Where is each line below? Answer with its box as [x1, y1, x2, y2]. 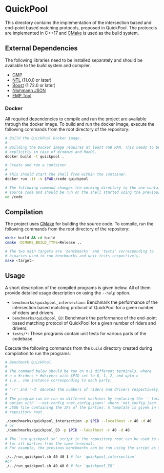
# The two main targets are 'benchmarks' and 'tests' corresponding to [5, 249, 154, 254]
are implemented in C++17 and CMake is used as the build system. [5, 30, 139, 36]
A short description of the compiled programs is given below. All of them [5, 285, 151, 291]
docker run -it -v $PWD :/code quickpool [5, 177, 89, 181]
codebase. [12, 336, 34, 341]
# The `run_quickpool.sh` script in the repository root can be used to [5, 436, 156, 441]
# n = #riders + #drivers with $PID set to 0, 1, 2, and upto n [5, 373, 139, 379]
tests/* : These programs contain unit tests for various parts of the [12, 330, 146, 336]
